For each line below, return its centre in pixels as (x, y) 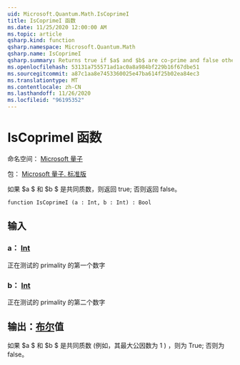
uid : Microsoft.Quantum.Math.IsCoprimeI (69, 14)
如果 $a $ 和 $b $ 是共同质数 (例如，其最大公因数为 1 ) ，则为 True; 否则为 (116, 345)
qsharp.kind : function (41, 41)
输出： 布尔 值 (36, 327)
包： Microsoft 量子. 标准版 (47, 174)
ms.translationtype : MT (43, 80)
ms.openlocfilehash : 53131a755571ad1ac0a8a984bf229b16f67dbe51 (104, 67)
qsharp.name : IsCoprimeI (44, 54)
